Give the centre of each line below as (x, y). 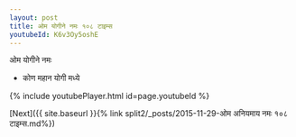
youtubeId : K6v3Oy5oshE (54, 34)
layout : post (34, 18)
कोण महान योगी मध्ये (51, 78)
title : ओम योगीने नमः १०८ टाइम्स (61, 26)
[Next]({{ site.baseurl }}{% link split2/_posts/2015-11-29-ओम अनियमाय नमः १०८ (149, 114)
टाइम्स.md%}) (32, 123)
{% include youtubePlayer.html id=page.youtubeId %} (110, 96)
